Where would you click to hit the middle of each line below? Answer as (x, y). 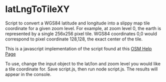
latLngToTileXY (37, 9)
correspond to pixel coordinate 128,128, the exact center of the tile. (74, 39)
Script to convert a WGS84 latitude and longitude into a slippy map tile (77, 23)
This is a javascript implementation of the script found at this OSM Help (78, 48)
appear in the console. (28, 74)
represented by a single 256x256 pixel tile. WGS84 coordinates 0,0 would (81, 33)
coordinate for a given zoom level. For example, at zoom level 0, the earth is (83, 28)
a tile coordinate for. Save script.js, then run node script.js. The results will (81, 69)
